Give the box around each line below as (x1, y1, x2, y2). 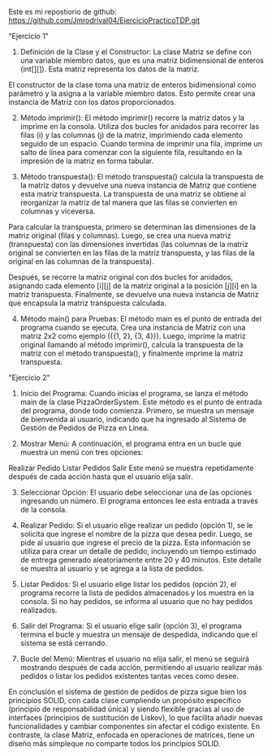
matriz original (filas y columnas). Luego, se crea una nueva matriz (8, 231, 231, 240)
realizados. (19, 605, 58, 615)
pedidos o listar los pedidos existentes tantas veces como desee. (19, 672, 240, 680)
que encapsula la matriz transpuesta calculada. (8, 298, 166, 308)
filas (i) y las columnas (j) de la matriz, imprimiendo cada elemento (19, 130, 244, 140)
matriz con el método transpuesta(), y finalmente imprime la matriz (19, 348, 244, 358)
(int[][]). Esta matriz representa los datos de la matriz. (19, 64, 201, 74)
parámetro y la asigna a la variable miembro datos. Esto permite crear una (8, 89, 256, 98)
